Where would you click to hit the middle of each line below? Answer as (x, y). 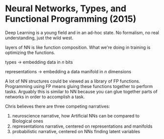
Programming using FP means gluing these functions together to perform (79, 86)
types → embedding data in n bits (39, 62)
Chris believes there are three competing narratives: (58, 106)
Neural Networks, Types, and (66, 9)
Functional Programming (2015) (71, 19)
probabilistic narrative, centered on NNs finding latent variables (76, 131)
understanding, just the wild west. (39, 38)
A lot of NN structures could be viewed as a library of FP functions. (73, 81)
